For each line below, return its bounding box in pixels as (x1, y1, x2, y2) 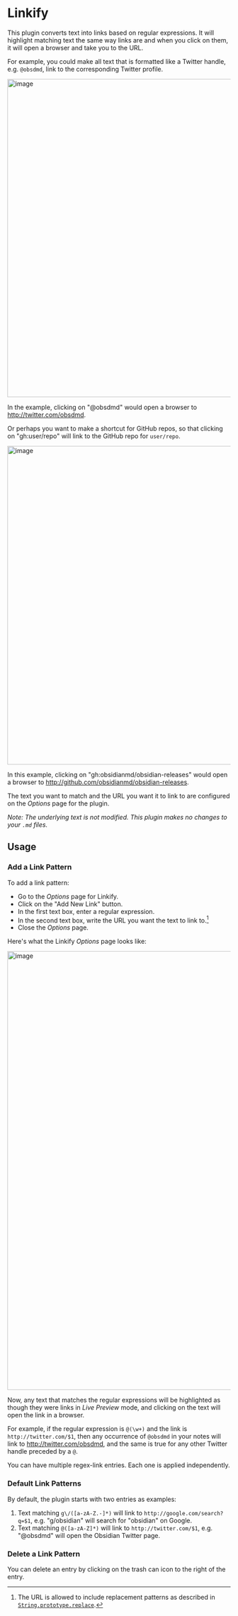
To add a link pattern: (7, 878, 69, 887)
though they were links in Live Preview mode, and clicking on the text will (7, 1403, 221, 1412)
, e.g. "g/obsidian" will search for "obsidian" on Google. (30, 1516, 193, 1525)
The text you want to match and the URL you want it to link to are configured (7, 791, 230, 800)
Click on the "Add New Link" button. (17, 899, 123, 908)
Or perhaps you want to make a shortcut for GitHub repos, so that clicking (7, 424, 223, 433)
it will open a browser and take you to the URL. (7, 43, 144, 52)
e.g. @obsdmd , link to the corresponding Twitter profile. (7, 65, 164, 73)
